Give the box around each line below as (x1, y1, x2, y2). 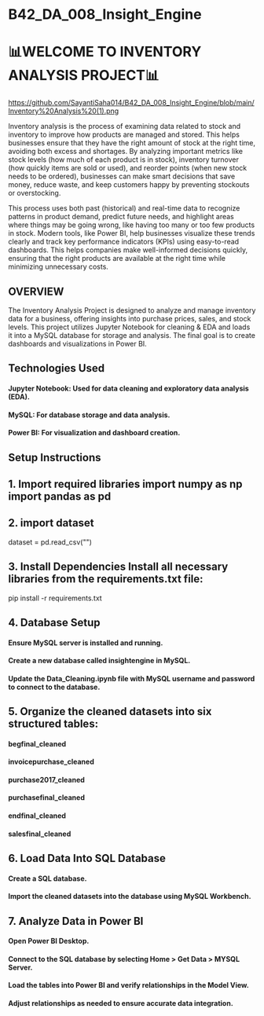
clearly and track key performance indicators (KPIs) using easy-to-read (8, 237, 240, 247)
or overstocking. (8, 189, 61, 198)
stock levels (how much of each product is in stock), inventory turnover (8, 155, 240, 164)
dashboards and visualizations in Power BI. (8, 339, 147, 348)
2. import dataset (8, 516, 94, 530)
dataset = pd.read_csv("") (8, 537, 93, 547)
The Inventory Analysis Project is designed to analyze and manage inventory (8, 305, 256, 315)
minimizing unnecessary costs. (8, 262, 108, 272)
